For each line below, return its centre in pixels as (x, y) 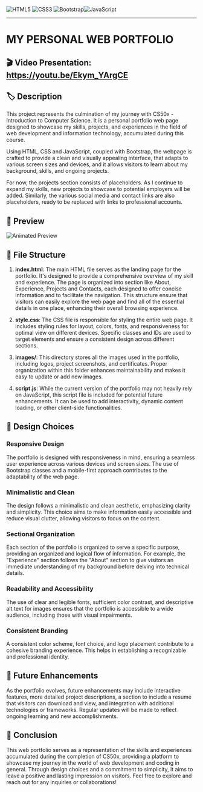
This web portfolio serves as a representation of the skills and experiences (99, 750)
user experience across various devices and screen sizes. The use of (93, 463)
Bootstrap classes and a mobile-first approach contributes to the (87, 470)
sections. (26, 346)
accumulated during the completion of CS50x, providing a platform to (93, 756)
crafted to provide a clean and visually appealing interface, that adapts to (97, 158)
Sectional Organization (41, 534)
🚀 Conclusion (32, 735)
